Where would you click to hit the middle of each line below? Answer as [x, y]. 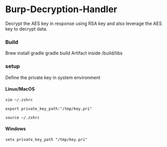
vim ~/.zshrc [19, 100]
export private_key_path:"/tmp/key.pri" [49, 109]
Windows [16, 129]
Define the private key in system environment [53, 77]
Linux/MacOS [20, 89]
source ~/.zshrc [22, 117]
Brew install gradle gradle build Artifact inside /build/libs [64, 53]
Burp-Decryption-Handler [61, 9]
